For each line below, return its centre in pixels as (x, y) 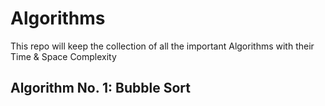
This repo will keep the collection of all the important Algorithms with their (162, 46)
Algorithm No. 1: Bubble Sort (100, 88)
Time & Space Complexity (63, 56)
